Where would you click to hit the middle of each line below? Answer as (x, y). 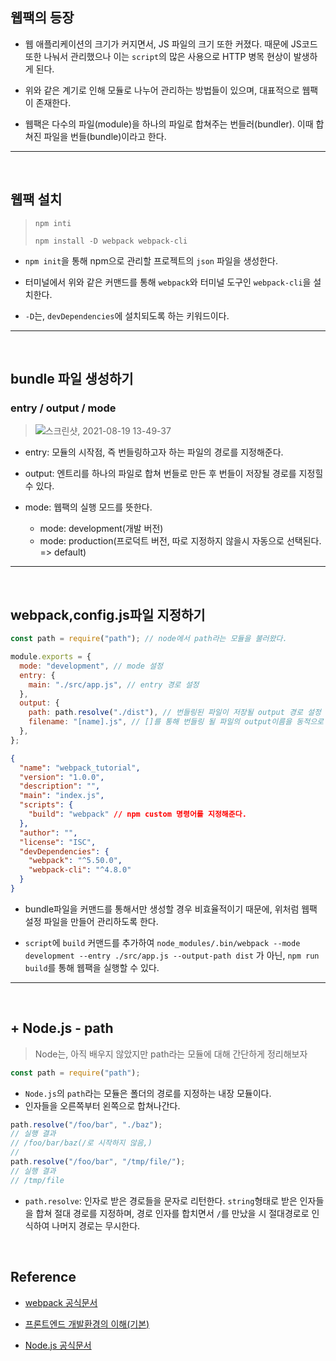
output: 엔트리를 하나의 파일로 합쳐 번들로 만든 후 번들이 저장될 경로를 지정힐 (174, 474)
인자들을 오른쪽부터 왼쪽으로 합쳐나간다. (102, 1105)
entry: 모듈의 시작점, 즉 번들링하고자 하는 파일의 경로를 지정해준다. (154, 452)
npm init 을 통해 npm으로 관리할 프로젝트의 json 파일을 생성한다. (151, 260)
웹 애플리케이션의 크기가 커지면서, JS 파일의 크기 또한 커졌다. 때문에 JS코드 (171, 44)
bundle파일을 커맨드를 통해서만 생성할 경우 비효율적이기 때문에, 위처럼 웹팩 (171, 909)
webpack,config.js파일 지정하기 (108, 614)
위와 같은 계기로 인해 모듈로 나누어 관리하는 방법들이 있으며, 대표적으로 (162, 90)
